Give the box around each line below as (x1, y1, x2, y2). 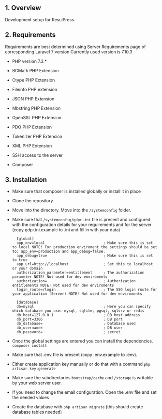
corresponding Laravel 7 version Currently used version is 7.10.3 (5, 48, 133, 55)
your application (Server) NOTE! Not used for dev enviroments (12, 291, 143, 296)
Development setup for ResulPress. (5, 16, 75, 22)
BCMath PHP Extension (12, 67, 59, 73)
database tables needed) (12, 409, 62, 415)
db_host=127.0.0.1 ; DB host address (16, 313, 140, 318)
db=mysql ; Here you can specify (16, 304, 151, 309)
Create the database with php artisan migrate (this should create (12, 404, 144, 410)
